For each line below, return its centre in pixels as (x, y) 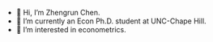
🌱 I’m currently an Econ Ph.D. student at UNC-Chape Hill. (111, 21)
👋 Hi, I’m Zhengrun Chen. (58, 13)
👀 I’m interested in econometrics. (71, 29)
